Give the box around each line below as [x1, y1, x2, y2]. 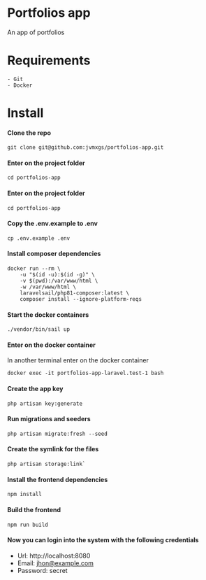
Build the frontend [7, 505, 61, 514]
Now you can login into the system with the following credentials [7, 536, 199, 544]
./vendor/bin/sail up [7, 326, 71, 333]
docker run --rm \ [7, 265, 61, 272]
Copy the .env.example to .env [7, 219, 98, 228]
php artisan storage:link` [7, 460, 86, 468]
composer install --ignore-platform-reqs [20, 296, 142, 303]
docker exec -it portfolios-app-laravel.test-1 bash [7, 369, 164, 377]
